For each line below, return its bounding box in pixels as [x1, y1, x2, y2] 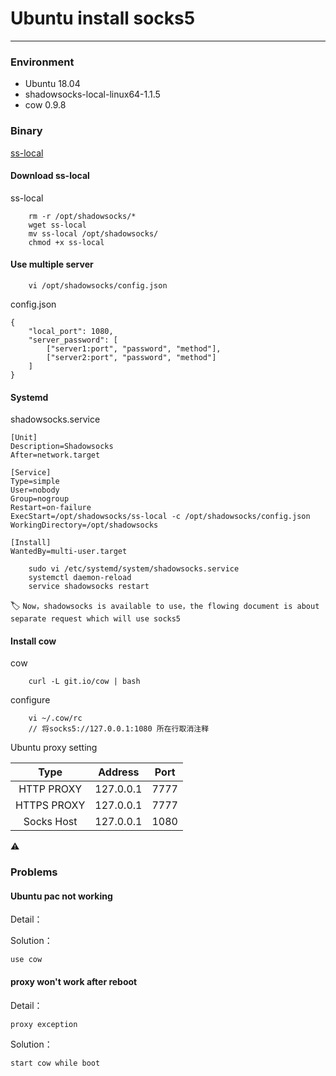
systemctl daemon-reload [28, 573, 132, 583]
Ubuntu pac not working [10, 890, 113, 902]
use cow [10, 955, 43, 965]
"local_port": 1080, [28, 326, 114, 336]
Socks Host [23, 815, 78, 829]
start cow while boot [10, 1058, 101, 1068]
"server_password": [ [28, 335, 118, 345]
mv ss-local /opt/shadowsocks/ [28, 228, 159, 239]
